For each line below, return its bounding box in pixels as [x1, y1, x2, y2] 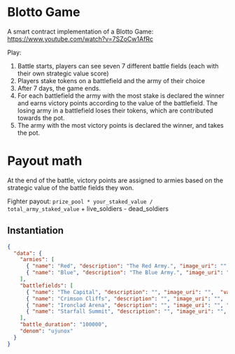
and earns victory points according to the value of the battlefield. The [17, 98, 218, 107]
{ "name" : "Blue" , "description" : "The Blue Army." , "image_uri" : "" [25, 270, 233, 276]
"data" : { [13, 249, 42, 257]
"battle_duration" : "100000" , [20, 321, 108, 328]
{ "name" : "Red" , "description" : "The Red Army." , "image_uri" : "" [25, 263, 227, 270]
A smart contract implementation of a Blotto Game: [7, 27, 154, 36]
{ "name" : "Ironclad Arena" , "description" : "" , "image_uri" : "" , [25, 302, 224, 309]
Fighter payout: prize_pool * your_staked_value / [7, 197, 153, 205]
